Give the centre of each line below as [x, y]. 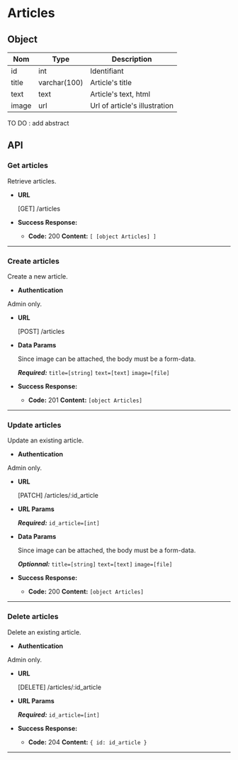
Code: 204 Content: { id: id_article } [87, 742]
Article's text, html [120, 94]
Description [132, 59]
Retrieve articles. [32, 181]
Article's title [111, 83]
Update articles [34, 425]
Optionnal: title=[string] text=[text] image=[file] [95, 564]
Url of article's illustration [132, 106]
